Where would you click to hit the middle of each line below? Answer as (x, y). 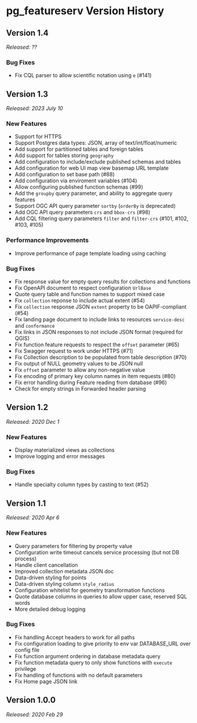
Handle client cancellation (46, 565)
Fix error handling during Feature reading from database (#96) (91, 382)
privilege (25, 668)
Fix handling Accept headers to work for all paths (75, 637)
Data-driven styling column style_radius (64, 584)
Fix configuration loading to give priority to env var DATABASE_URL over (103, 643)
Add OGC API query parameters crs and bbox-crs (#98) (83, 213)
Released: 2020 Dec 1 (33, 421)
